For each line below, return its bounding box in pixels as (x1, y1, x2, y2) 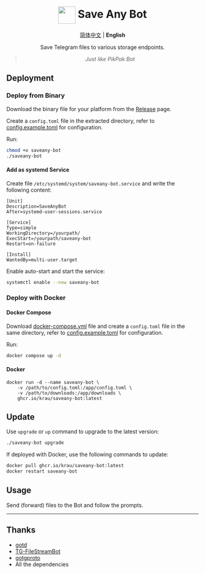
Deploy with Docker (6, 294, 66, 302)
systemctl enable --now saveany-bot (6, 279, 99, 285)
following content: (6, 186, 52, 194)
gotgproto (15, 554, 41, 561)
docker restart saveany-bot (6, 468, 78, 474)
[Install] (6, 251, 32, 258)
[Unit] (6, 198, 23, 204)
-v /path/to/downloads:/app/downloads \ (17, 390, 121, 396)
